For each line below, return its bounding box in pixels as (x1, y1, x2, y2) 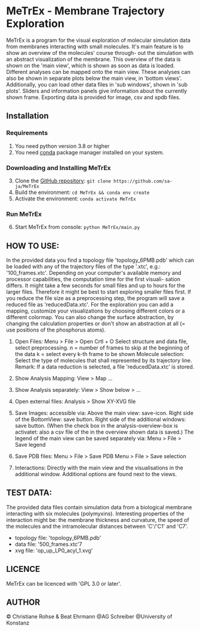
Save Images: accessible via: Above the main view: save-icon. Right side (14, 410, 194, 417)
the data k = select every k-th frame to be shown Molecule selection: (14, 351, 185, 358)
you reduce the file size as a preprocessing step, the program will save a (6, 295, 185, 302)
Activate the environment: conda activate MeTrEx (14, 195, 136, 202)
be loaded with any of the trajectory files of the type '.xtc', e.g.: (6, 263, 161, 270)
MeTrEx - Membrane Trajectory (6, 4, 165, 18)
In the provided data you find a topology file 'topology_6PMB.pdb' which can (6, 256, 195, 264)
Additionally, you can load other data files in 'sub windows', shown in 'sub (6, 81, 188, 88)
